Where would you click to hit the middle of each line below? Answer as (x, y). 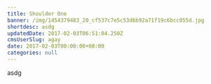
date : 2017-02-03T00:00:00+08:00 (56, 46)
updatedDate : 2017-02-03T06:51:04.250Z (65, 33)
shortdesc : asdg (31, 27)
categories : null (32, 53)
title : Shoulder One (37, 14)
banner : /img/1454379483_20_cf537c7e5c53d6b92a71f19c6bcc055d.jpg (106, 20)
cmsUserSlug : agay (34, 40)
